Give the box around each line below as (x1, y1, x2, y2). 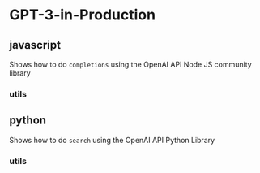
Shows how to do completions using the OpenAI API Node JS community (9, 59, 252, 69)
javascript (9, 38, 62, 52)
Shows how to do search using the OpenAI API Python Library (9, 135, 215, 145)
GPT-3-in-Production (9, 6, 156, 24)
